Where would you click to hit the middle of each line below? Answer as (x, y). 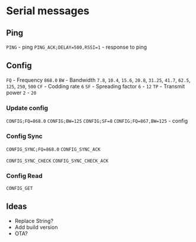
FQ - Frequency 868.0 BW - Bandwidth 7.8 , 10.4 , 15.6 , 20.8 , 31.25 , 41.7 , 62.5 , (98, 80)
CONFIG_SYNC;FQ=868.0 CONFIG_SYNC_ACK (53, 149)
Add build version (36, 227)
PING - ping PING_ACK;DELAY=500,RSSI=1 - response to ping (76, 47)
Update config (27, 108)
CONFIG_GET (20, 188)
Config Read (24, 176)
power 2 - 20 (21, 93)
